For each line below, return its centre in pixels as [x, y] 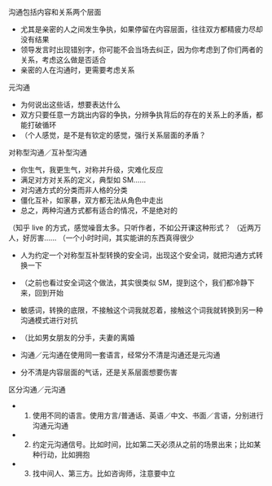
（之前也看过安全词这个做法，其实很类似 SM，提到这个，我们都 [127, 282]
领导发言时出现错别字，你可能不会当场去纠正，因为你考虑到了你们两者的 [141, 50]
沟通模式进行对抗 [49, 320]
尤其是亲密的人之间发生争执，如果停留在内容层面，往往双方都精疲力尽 [138, 29]
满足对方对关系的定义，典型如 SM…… [83, 180]
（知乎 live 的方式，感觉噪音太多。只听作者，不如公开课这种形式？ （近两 [132, 228]
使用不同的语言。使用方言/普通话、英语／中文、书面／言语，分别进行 [148, 415]
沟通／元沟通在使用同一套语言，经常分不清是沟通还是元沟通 [120, 355]
